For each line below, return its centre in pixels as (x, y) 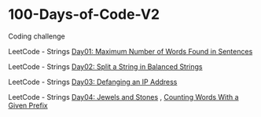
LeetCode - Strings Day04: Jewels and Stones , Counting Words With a (123, 97)
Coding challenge (37, 36)
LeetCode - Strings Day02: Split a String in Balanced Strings (105, 66)
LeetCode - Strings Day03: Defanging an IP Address (93, 82)
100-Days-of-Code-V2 (84, 15)
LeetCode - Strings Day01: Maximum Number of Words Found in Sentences (130, 51)
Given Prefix (28, 105)
